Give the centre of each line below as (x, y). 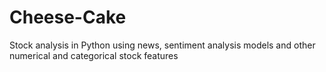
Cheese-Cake (68, 17)
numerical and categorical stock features (94, 55)
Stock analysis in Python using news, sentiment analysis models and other (162, 45)
